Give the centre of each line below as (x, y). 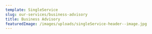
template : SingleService (32, 10)
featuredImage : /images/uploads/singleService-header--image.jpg (76, 24)
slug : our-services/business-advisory (46, 14)
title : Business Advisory (33, 19)
